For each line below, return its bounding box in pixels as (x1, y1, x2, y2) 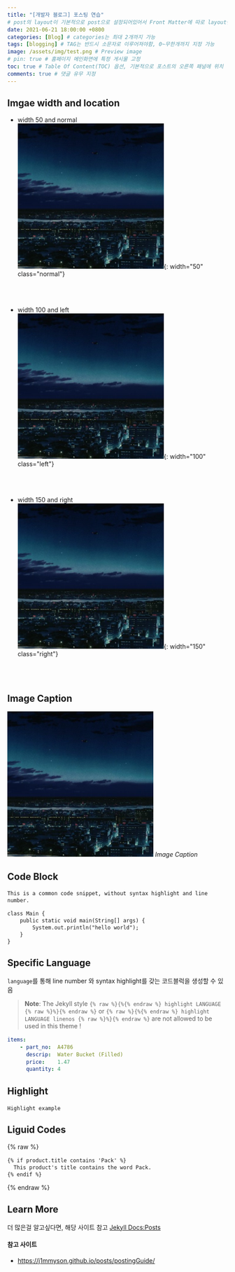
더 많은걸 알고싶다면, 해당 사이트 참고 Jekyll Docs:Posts (7, 1223, 161, 1231)
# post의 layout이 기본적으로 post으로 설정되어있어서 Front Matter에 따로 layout (7, 18, 227, 26)
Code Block (7, 871, 59, 883)
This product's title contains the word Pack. (13, 1163, 152, 1171)
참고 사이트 (7, 1240, 37, 1249)
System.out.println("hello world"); (32, 925, 139, 932)
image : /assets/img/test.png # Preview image (7, 48, 142, 55)
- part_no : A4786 (20, 1044, 73, 1051)
